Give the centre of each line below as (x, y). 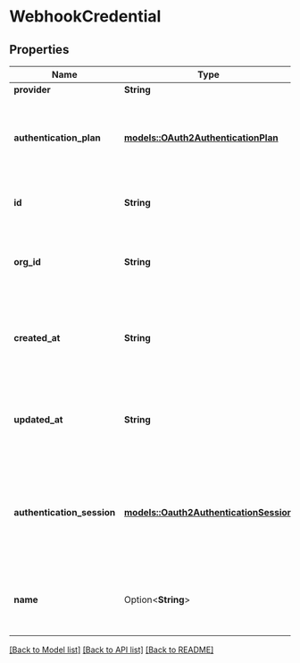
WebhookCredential (85, 17)
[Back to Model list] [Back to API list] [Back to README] (112, 650)
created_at (37, 338)
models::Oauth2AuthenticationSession (208, 512)
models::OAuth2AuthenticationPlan (201, 138)
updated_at (38, 420)
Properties (39, 50)
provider (32, 89)
